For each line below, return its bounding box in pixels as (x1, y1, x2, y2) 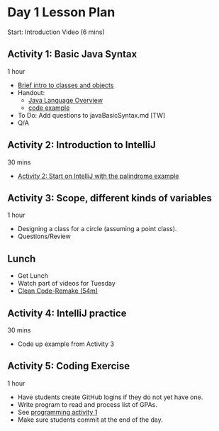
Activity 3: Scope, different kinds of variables (7, 192, 213, 204)
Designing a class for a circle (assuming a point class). (17, 225, 177, 233)
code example (28, 103, 70, 112)
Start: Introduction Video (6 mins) (7, 28, 105, 36)
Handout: (17, 88, 45, 96)
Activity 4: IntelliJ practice (7, 307, 127, 319)
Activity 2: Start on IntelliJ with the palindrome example (17, 172, 179, 180)
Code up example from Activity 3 (17, 340, 115, 348)
